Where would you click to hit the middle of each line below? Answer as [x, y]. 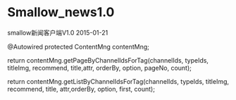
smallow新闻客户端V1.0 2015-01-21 [58, 32]
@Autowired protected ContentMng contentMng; [78, 46]
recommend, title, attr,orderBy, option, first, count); [81, 89]
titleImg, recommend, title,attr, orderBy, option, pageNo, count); [100, 68]
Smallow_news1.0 [61, 12]
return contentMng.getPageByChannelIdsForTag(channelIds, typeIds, [108, 60]
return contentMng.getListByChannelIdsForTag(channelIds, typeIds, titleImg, [118, 81]
